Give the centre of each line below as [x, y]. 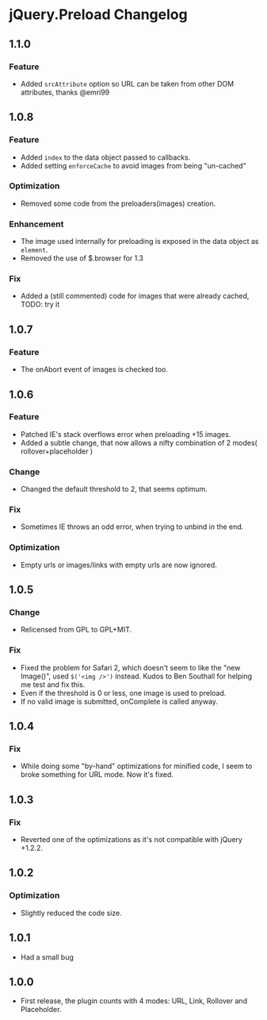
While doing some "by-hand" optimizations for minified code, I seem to [136, 766]
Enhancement [36, 224]
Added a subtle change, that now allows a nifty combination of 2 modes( [139, 442]
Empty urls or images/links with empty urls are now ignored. [118, 565]
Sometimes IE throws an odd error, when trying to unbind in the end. [132, 527]
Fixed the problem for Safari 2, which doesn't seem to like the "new [130, 667]
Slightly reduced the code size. [71, 913]
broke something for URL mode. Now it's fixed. [97, 775]
